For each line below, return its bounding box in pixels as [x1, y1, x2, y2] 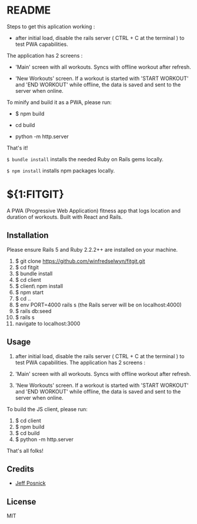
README [6, 4, 51, 17]
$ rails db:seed [15, 307, 52, 315]
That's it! [6, 144, 28, 151]
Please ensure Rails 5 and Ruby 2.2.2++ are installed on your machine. [6, 246, 178, 253]
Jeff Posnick [15, 480, 46, 487]
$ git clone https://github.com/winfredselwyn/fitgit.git [15, 257, 146, 265]
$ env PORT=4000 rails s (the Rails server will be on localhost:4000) [15, 301, 182, 308]
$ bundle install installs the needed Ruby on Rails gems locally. [6, 155, 164, 162]
